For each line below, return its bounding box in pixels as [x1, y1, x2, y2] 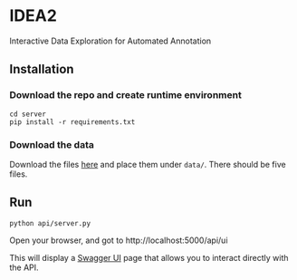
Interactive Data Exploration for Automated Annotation [9, 35, 212, 46]
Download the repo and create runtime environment [9, 89, 242, 101]
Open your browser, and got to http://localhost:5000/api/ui [9, 235, 228, 246]
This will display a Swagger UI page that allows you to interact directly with [9, 252, 289, 263]
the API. [9, 262, 39, 273]
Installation [9, 62, 74, 77]
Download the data [9, 138, 95, 150]
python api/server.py [9, 218, 91, 227]
